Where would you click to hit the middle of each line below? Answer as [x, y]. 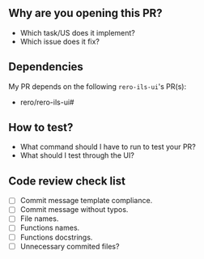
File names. [39, 219]
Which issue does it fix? [59, 41]
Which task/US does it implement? [78, 32]
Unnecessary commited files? [70, 246]
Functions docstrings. [56, 237]
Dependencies [46, 67]
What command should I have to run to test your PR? [108, 147]
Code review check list [67, 181]
